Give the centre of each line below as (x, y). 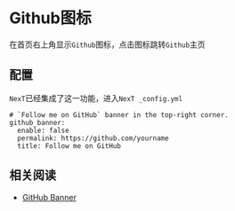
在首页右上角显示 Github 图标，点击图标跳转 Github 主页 (107, 44)
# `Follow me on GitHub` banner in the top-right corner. (119, 115)
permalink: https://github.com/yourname (93, 138)
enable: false (43, 130)
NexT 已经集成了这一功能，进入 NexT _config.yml (96, 98)
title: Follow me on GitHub (69, 146)
